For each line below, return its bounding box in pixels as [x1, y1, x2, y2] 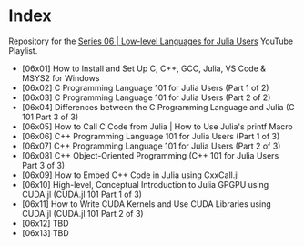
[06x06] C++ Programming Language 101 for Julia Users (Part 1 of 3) [21, 130, 280, 141]
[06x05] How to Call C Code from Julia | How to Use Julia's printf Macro [21, 120, 293, 132]
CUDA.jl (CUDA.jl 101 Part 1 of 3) [21, 189, 143, 200]
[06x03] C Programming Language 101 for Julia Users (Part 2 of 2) [21, 92, 271, 103]
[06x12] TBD [21, 218, 69, 229]
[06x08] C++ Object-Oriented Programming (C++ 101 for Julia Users [21, 149, 279, 160]
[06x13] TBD [21, 227, 69, 238]
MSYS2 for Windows [21, 72, 100, 83]
